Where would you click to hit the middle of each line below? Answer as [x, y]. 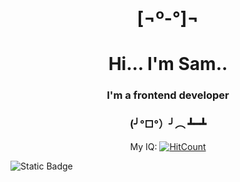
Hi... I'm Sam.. [168, 64]
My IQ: [143, 146]
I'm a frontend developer [168, 95]
